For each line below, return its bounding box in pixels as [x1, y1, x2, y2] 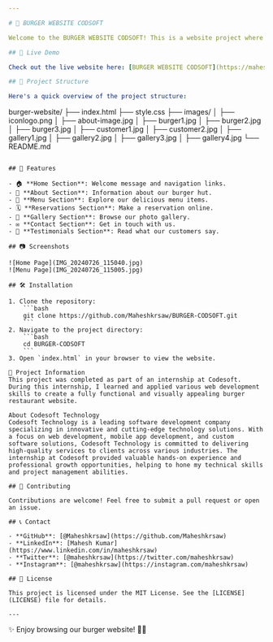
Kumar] [95, 540, 118, 548]
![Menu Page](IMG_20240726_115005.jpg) [8, 266, 144, 275]
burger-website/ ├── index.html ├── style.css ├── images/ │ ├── [8, 107, 235, 117]
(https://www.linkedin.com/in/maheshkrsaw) [8, 546, 158, 555]
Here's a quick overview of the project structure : [8, 93, 187, 101]
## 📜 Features [8, 164, 57, 173]
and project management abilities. [8, 468, 129, 476]
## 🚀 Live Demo [8, 48, 60, 57]
